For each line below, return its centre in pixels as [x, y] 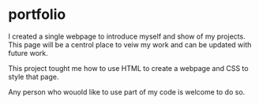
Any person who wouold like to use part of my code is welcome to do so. [127, 91]
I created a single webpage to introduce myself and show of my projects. [127, 36]
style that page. [34, 76]
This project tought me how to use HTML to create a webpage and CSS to [128, 68]
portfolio [37, 15]
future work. [28, 53]
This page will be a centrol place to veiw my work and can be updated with [130, 44]
